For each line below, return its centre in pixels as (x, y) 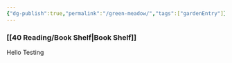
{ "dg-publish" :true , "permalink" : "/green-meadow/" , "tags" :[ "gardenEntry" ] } (117, 13)
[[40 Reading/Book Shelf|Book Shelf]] (71, 37)
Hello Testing (25, 52)
